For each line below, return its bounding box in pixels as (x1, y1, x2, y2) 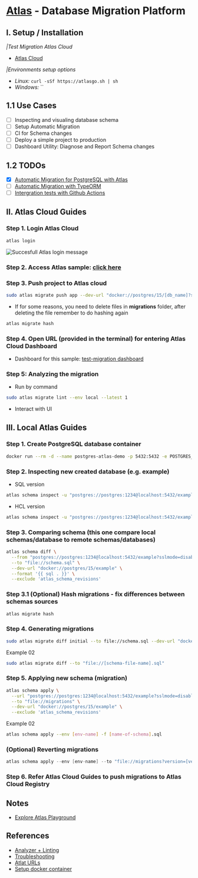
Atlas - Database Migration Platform (6, 4, 186, 18)
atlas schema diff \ (6, 549, 57, 555)
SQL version (14, 481, 45, 488)
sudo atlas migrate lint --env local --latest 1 (6, 395, 128, 401)
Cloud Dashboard (6, 342, 58, 350)
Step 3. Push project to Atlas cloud (6, 279, 107, 287)
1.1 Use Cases (6, 101, 57, 111)
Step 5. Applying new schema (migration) (6, 674, 128, 682)
